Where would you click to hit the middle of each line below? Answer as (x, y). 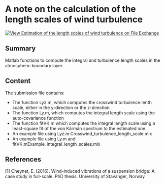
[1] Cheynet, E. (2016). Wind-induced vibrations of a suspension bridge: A (80, 171)
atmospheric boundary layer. (34, 65)
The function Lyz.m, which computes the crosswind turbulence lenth (82, 102)
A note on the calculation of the (71, 9)
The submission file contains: (35, 93)
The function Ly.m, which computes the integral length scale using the (83, 113)
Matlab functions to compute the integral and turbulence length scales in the (83, 60)
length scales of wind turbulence (74, 19)
